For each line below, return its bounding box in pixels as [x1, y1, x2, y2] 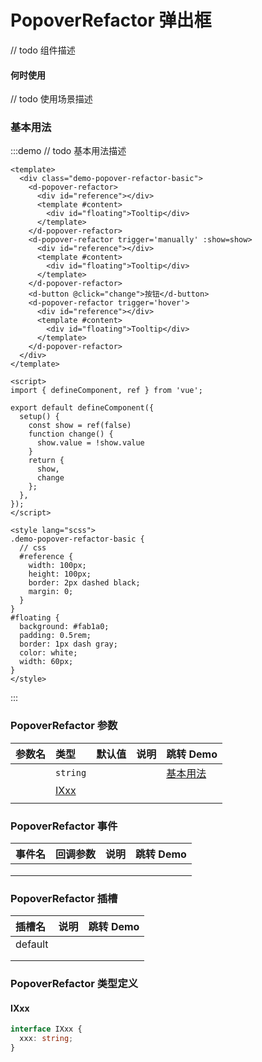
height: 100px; [28, 569, 92, 580]
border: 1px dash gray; [19, 639, 118, 650]
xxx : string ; [19, 1034, 74, 1044]
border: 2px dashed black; [28, 578, 141, 588]
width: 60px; [19, 657, 74, 667]
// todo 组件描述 [10, 44, 76, 56]
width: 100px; [28, 561, 87, 571]
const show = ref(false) [28, 421, 132, 431]
